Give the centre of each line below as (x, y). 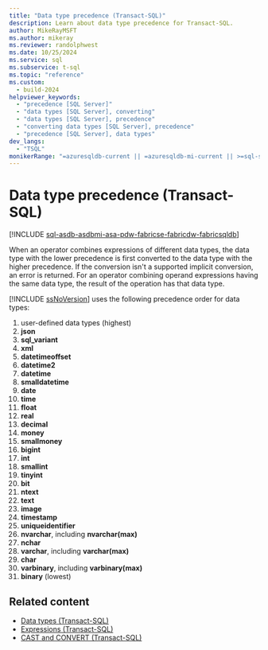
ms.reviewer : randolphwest (54, 45)
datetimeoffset (46, 357)
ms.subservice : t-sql (45, 68)
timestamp (39, 517)
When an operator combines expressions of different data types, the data (129, 250)
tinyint (31, 475)
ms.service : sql (36, 60)
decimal (34, 424)
